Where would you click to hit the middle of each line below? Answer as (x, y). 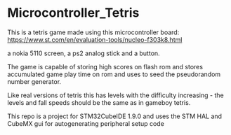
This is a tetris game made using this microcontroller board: (93, 32)
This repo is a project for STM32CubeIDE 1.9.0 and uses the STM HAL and (115, 116)
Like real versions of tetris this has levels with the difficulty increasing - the (115, 95)
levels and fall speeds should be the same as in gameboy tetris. (99, 102)
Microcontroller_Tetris (73, 13)
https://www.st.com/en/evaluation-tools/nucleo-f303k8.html (95, 39)
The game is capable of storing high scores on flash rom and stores (105, 66)
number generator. (34, 81)
